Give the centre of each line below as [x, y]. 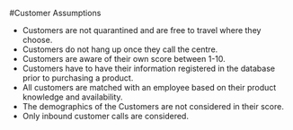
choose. [37, 40]
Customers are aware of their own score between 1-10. [124, 59]
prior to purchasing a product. [78, 78]
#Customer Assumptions [55, 13]
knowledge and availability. [72, 97]
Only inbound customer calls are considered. [105, 116]
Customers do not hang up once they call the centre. [120, 49]
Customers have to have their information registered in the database [149, 68]
